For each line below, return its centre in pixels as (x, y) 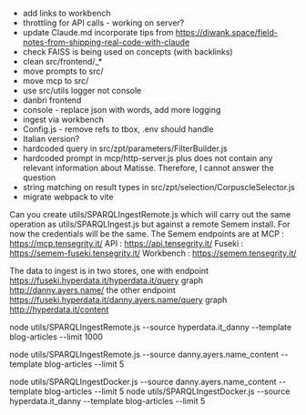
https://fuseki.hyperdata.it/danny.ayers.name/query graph (118, 300)
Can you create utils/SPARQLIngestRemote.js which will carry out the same (150, 214)
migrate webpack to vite (68, 197)
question (39, 177)
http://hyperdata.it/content (59, 309)
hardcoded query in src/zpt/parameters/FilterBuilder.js (125, 148)
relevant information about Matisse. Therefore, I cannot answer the (148, 168)
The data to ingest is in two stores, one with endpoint (109, 271)
